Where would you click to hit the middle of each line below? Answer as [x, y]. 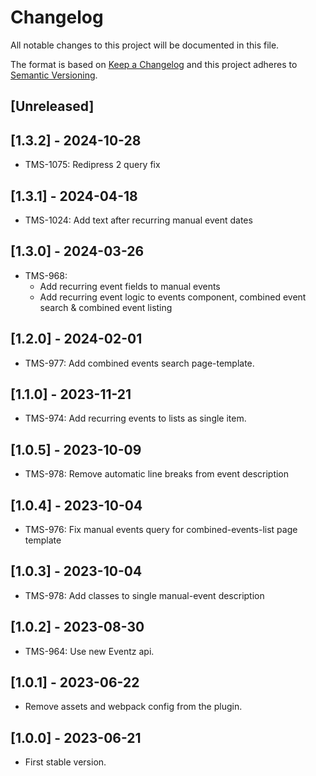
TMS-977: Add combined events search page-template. [139, 363]
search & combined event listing [106, 307]
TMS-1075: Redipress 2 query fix [92, 165]
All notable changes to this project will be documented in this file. [145, 45]
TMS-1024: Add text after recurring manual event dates [138, 220]
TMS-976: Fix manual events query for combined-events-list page [161, 530]
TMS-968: [46, 275]
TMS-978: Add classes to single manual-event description [144, 595]
